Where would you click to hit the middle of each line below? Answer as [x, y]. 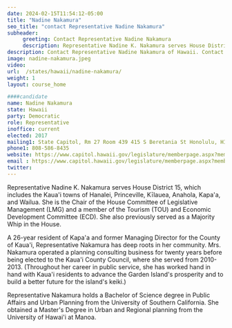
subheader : [23, 33]
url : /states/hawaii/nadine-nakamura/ [65, 71]
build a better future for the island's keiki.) [67, 282]
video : [17, 65]
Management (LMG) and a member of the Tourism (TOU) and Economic [109, 209]
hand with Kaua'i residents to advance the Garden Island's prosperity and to [115, 274]
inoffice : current [33, 129]
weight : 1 [21, 78]
